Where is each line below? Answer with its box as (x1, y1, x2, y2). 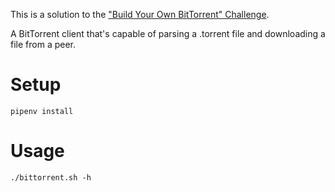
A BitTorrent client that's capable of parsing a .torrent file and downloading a (10, 28, 326, 39)
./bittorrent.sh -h (10, 172, 92, 183)
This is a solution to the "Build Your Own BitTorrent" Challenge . (10, 9, 270, 20)
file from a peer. (10, 39, 77, 50)
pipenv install (10, 106, 74, 116)
